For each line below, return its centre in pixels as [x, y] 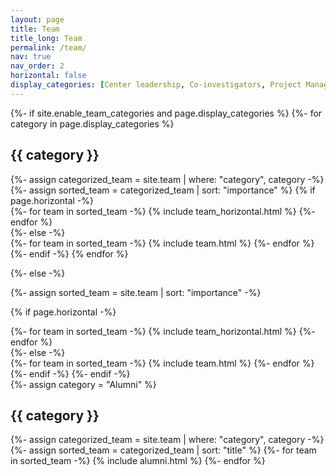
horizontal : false [48, 76]
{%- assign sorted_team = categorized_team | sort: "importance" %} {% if [163, 190]
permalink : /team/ [48, 47]
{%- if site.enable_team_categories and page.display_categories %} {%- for [166, 113]
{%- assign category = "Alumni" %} [83, 384]
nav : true [31, 57]
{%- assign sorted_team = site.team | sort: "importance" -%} [136, 292]
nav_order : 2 [37, 66]
